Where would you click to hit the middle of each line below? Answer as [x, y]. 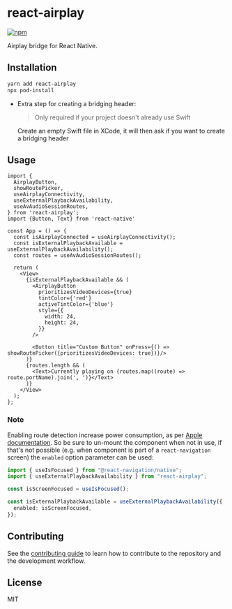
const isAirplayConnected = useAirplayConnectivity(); [95, 237]
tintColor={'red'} [65, 298]
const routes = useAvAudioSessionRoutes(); [77, 256]
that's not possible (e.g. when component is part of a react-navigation [109, 450]
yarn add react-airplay [42, 84]
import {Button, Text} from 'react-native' [71, 219]
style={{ [51, 311]
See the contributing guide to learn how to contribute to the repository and [114, 553]
